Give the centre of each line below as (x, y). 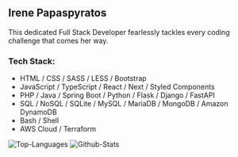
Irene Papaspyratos (58, 13)
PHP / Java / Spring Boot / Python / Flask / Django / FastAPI (117, 95)
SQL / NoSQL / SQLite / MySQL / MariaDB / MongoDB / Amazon (124, 104)
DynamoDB (38, 112)
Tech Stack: (32, 61)
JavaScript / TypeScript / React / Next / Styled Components (117, 87)
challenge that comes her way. (58, 40)
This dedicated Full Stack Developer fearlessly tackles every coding (119, 32)
